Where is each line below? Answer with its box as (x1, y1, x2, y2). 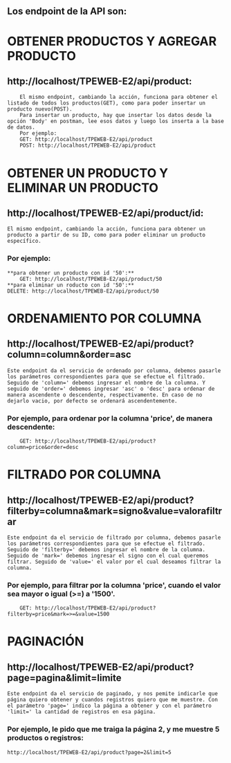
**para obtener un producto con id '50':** (7, 269, 135, 276)
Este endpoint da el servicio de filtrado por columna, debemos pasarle (7, 534, 221, 541)
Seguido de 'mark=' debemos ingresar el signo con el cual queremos (7, 552, 209, 559)
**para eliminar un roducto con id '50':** (7, 282, 135, 288)
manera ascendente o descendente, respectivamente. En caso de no (7, 391, 203, 398)
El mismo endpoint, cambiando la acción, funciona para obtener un (7, 226, 206, 232)
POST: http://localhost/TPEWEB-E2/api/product (19, 142, 156, 149)
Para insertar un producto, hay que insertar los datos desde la (19, 112, 212, 119)
